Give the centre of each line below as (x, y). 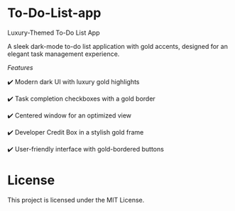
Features (20, 67)
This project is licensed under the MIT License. (76, 200)
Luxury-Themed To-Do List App (54, 33)
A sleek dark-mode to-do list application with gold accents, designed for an (118, 46)
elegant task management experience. (64, 54)
